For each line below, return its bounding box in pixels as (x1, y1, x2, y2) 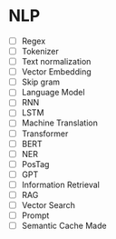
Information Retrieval (21, 179, 101, 190)
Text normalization (21, 56, 92, 67)
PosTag (21, 158, 50, 169)
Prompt (21, 210, 50, 221)
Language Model (21, 87, 85, 98)
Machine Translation (21, 117, 99, 128)
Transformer (21, 128, 69, 139)
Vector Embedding (21, 66, 92, 77)
